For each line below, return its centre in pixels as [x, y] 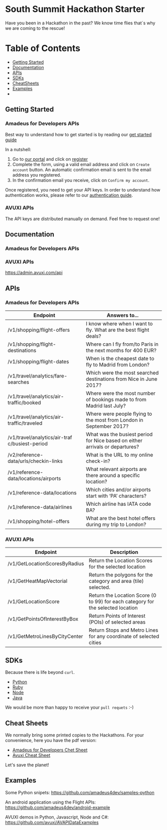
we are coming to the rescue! [35, 28]
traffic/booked [24, 403]
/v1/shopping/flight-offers [39, 330]
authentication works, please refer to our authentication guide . [69, 195]
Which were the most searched [122, 373]
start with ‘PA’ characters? [116, 496]
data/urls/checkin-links [35, 461]
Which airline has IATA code [119, 504]
